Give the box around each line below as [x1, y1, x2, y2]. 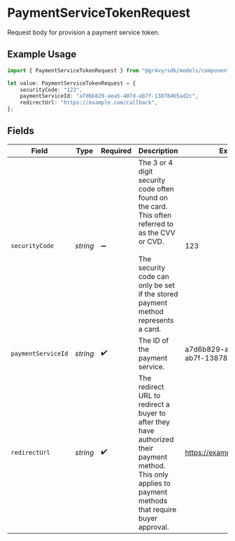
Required [100, 146, 131, 156]
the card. [138, 201, 168, 211]
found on [138, 193, 169, 203]
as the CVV [138, 228, 176, 238]
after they [138, 417, 170, 427]
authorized [138, 434, 174, 444]
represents [138, 315, 174, 325]
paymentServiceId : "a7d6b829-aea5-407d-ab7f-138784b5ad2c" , [20, 93, 199, 100]
